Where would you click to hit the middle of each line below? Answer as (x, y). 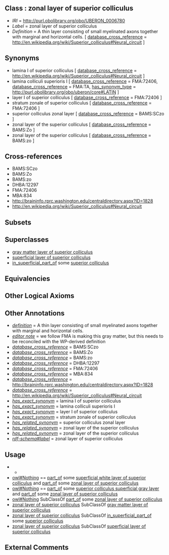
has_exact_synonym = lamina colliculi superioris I (64, 406)
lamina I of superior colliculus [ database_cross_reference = (74, 70)
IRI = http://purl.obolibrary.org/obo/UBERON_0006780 (68, 20)
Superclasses (27, 240)
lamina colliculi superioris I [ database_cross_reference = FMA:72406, (85, 81)
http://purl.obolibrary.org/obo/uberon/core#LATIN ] (66, 92)
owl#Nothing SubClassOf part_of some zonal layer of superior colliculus (87, 499)
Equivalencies (27, 279)
